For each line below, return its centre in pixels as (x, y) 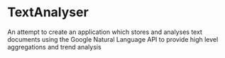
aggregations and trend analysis (54, 47)
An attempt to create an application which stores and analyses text (105, 32)
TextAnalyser (48, 12)
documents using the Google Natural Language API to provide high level (113, 39)
